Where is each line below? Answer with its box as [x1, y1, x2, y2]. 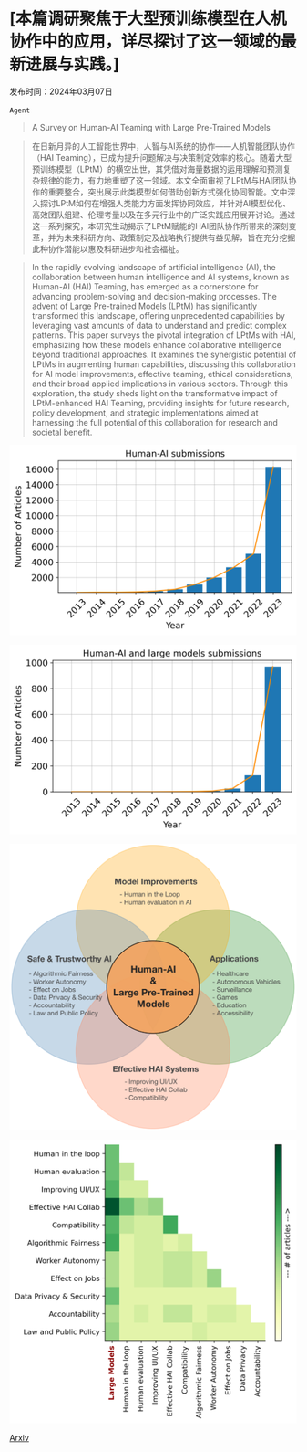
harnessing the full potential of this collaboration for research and [31, 416, 278, 427]
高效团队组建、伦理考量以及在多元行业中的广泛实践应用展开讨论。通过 [31, 209, 296, 220]
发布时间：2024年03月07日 [9, 86, 113, 97]
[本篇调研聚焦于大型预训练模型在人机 [9, 8, 287, 29]
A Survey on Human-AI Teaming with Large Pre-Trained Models [31, 121, 271, 132]
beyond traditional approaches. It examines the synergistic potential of [31, 349, 297, 360]
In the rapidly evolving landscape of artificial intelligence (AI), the [31, 261, 276, 272]
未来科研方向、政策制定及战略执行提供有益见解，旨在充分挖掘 [63, 232, 296, 243]
